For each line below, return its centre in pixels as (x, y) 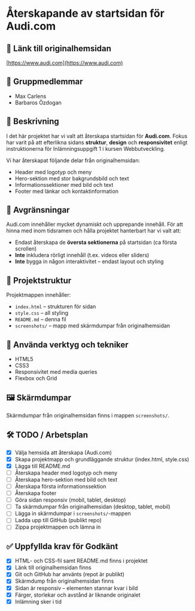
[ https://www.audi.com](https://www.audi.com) (65, 63)
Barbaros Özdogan (38, 102)
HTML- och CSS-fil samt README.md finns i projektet (81, 561)
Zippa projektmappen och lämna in (58, 527)
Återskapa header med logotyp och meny (66, 473)
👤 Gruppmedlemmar (45, 82)
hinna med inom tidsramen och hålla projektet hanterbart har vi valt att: (94, 231)
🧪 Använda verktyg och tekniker (67, 345)
